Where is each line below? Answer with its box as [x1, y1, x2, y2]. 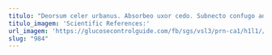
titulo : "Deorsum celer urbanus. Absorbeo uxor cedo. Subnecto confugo [8, 11, 255, 20]
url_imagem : [8, 27, 49, 35]
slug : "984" [8, 34, 49, 43]
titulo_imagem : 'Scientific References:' [8, 19, 151, 27]
